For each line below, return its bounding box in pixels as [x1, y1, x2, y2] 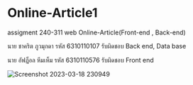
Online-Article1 [7, 5, 98, 21]
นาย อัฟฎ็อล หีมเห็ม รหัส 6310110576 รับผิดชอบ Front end [7, 55, 154, 64]
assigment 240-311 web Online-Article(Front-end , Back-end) [7, 28, 186, 37]
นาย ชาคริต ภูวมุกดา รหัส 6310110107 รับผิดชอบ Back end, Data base [7, 41, 187, 50]
